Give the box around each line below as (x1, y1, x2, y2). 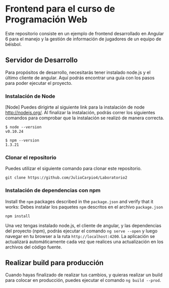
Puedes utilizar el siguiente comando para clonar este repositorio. (5, 165, 142, 172)
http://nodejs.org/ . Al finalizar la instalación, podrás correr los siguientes (5, 110, 155, 116)
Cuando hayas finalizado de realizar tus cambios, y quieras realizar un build (5, 272, 163, 278)
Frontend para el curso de (5, 3, 115, 15)
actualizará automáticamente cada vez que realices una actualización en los (5, 238, 164, 245)
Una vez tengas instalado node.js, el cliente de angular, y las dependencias (5, 222, 161, 228)
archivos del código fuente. (5, 244, 62, 250)
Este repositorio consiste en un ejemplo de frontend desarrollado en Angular (5, 30, 164, 36)
